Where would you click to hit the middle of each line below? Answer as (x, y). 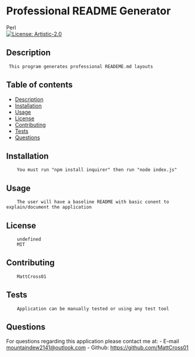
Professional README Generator (89, 11)
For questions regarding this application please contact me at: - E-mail (93, 341)
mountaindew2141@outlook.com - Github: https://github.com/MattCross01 (97, 347)
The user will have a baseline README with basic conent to (93, 202)
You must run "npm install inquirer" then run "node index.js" (97, 170)
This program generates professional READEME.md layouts (81, 66)
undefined (29, 239)
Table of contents (39, 85)
